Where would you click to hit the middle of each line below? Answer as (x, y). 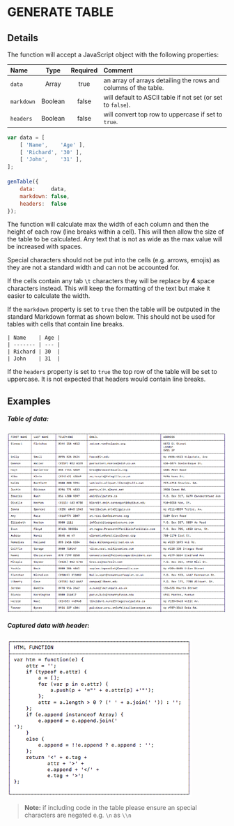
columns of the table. (134, 87)
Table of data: (28, 419)
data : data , (44, 189)
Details (23, 38)
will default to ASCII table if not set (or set (163, 97)
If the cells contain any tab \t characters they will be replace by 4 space (111, 281)
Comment (118, 70)
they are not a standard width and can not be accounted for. (93, 268)
